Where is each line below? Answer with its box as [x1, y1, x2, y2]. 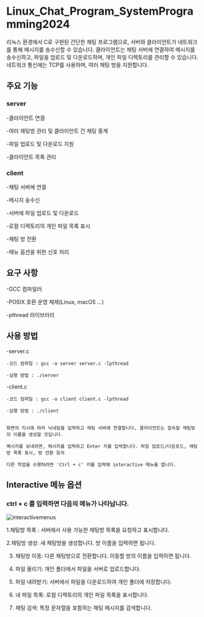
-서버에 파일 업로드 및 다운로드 [6, 209, 79, 216]
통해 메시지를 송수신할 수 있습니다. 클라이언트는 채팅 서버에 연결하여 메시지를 [12, 46, 195, 53]
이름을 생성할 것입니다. [13, 431, 64, 437]
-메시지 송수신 [6, 196, 40, 203]
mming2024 [6, 17, 70, 31]
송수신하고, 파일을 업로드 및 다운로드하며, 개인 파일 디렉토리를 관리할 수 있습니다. [6, 53, 199, 60]
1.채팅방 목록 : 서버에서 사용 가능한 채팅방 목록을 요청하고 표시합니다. [6, 527, 170, 534]
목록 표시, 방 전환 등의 [13, 450, 65, 456]
